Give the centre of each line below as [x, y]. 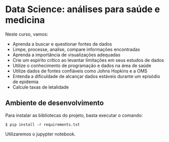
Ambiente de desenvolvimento [55, 103]
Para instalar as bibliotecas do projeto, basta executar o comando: [74, 115]
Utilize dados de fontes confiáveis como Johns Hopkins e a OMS [80, 71]
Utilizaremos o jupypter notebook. [40, 134]
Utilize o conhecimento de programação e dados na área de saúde [82, 65]
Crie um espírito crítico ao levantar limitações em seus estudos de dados [88, 60]
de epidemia [25, 82]
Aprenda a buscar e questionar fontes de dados [62, 44]
